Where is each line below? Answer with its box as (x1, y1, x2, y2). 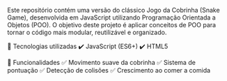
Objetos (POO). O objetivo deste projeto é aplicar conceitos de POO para (7, 21, 217, 29)
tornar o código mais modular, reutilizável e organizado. (7, 28, 167, 36)
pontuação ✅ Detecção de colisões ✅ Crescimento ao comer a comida (7, 66, 211, 74)
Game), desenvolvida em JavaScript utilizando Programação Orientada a (7, 13, 216, 22)
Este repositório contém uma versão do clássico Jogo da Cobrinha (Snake (7, 6, 221, 14)
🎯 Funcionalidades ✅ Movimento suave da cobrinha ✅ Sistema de (7, 59, 196, 66)
